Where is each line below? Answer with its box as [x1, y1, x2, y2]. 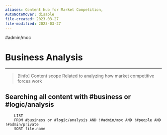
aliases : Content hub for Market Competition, [5, 7, 103, 12]
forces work [17, 78, 42, 84]
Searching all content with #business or [5, 92, 131, 101]
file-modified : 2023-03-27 [5, 21, 61, 26]
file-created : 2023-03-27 [5, 16, 59, 21]
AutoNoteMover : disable [5, 12, 55, 17]
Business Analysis [5, 52, 83, 63]
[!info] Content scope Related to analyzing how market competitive [17, 73, 155, 79]
